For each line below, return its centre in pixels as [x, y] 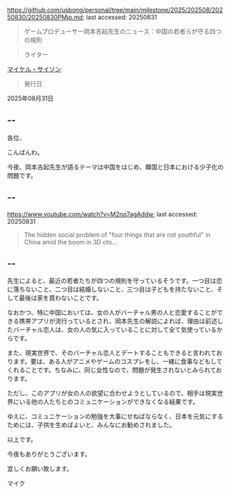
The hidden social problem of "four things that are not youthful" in [117, 234]
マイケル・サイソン [34, 69]
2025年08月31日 [31, 98]
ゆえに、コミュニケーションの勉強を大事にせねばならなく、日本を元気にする [115, 416]
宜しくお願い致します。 [40, 469]
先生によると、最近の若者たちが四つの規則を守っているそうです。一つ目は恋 [115, 281]
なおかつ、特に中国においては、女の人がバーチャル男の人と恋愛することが [112, 312]
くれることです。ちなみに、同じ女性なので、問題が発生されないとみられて [112, 370]
